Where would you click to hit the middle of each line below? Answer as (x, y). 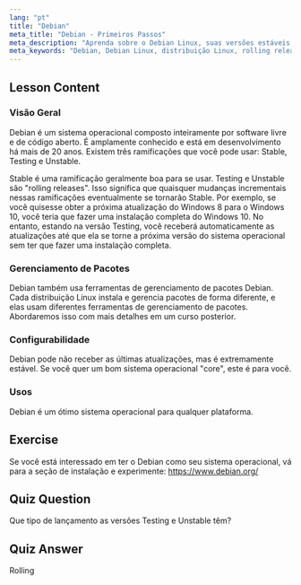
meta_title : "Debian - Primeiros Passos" (88, 34)
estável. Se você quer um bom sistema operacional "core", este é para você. (150, 369)
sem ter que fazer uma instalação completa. (90, 245)
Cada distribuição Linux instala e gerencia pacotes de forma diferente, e (142, 298)
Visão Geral (35, 113)
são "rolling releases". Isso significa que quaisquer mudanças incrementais (148, 188)
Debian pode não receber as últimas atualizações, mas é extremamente (142, 359)
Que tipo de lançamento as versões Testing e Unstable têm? (120, 520)
